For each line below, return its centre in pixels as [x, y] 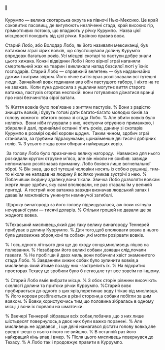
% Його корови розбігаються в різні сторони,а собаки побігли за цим [78, 296]
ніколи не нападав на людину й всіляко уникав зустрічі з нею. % [79, 174]
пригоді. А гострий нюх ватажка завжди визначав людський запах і [77, 190]
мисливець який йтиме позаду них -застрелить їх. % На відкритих [75, 265]
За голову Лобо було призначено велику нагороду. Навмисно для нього [83, 153]
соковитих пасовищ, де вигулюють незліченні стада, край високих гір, [80, 25]
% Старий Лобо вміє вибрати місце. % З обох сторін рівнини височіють [81, 280]
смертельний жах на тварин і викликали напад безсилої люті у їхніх [77, 66]
